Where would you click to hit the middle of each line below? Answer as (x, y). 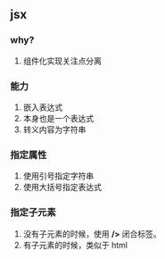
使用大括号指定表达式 (62, 188)
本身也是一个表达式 (58, 118)
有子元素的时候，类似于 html (75, 245)
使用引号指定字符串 (58, 176)
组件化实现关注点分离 (62, 61)
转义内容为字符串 (54, 129)
